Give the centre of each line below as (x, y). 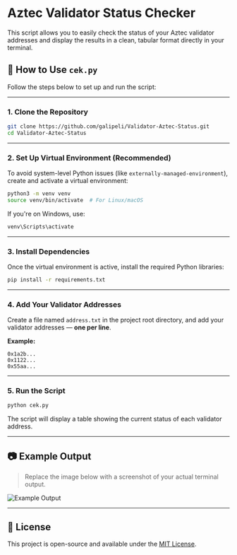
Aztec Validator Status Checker (102, 13)
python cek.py (28, 405)
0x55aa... (22, 367)
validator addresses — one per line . (59, 327)
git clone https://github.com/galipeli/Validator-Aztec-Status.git (109, 127)
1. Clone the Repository (48, 112)
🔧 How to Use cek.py (53, 70)
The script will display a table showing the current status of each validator (115, 419)
